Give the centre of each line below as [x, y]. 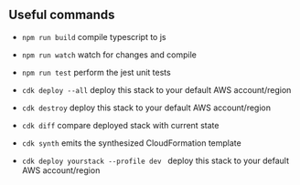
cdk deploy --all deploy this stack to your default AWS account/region [156, 89]
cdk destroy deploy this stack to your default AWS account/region [146, 108]
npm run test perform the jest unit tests [96, 72]
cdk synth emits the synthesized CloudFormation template [131, 143]
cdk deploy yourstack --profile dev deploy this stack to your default [155, 160]
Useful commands [62, 15]
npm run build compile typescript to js [94, 36]
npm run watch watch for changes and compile [109, 55]
